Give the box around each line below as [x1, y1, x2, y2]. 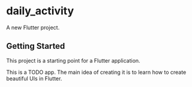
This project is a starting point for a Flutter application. [6, 57, 140, 64]
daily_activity [6, 4, 74, 18]
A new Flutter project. [6, 24, 60, 31]
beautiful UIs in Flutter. [6, 74, 62, 82]
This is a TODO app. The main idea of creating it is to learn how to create [6, 69, 187, 76]
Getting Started [6, 41, 65, 51]
